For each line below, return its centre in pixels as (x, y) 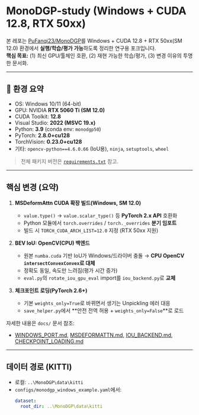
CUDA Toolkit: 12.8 (38, 116)
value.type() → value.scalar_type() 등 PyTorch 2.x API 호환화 (100, 216)
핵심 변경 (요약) (33, 187)
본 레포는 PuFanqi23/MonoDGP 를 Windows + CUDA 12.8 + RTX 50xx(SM (94, 40)
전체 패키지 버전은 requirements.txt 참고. (69, 161)
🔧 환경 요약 (25, 89)
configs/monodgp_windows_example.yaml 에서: (68, 389)
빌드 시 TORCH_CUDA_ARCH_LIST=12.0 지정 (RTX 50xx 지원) (91, 230)
